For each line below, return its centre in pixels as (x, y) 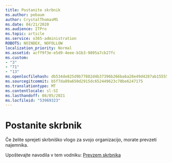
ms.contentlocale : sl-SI (32, 91)
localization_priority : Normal (39, 48)
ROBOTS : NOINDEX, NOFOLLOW (34, 43)
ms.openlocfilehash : (27, 77)
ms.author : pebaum (25, 15)
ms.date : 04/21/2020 (27, 24)
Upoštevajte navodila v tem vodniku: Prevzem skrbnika (63, 155)
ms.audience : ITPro (26, 29)
